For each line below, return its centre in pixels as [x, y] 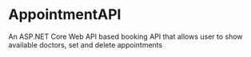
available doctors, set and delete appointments [86, 44]
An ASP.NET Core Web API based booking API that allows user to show [125, 36]
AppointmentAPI [65, 15]
